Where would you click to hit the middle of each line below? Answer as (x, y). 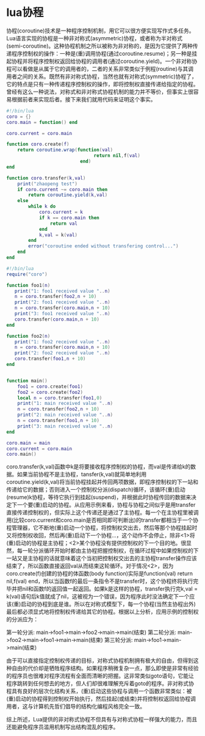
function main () (27, 381)
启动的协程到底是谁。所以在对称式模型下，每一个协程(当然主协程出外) (109, 604)
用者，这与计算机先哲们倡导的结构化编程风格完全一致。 (76, 707)
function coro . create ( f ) (38, 144)
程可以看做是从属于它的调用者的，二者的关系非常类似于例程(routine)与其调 (100, 68)
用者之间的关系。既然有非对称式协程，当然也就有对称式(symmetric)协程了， (102, 76)
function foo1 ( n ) (28, 285)
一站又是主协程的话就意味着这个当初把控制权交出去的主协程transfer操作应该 (102, 558)
